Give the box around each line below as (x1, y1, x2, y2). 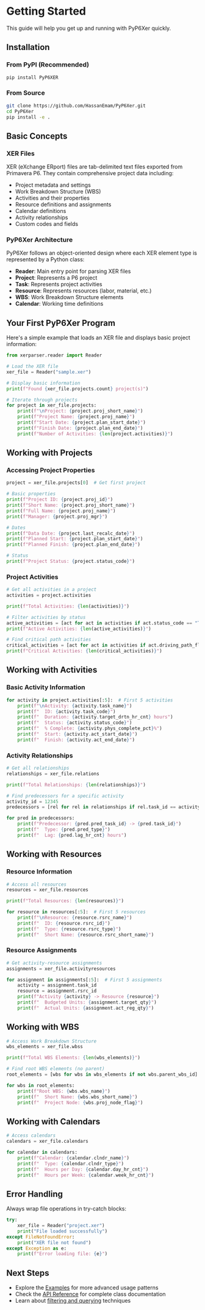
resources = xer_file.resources (6, 887, 88, 893)
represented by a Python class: (6, 256, 85, 263)
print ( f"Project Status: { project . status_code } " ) (6, 559, 135, 565)
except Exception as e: (6, 1245, 67, 1251)
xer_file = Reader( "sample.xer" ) (6, 369, 92, 375)
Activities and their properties (15, 194, 90, 202)
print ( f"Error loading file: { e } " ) (17, 1251, 108, 1257)
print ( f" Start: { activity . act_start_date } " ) (17, 731, 138, 737)
